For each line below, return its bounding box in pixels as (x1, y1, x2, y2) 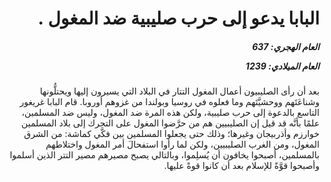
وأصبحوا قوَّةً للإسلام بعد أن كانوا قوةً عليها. (163, 160, 320, 172)
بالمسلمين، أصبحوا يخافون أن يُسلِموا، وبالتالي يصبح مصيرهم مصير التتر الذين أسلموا (9, 149, 320, 161)
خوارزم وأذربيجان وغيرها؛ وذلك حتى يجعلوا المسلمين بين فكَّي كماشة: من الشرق (23, 128, 320, 140)
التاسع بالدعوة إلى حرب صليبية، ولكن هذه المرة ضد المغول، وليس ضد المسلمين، (21, 107, 320, 119)
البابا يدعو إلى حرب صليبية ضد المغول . (37, 7, 320, 30)
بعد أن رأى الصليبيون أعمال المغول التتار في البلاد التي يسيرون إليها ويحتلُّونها (39, 85, 320, 97)
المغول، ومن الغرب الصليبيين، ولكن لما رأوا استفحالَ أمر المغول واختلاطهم (45, 138, 320, 151)
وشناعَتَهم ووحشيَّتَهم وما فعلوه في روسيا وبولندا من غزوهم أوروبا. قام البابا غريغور (19, 96, 320, 108)
